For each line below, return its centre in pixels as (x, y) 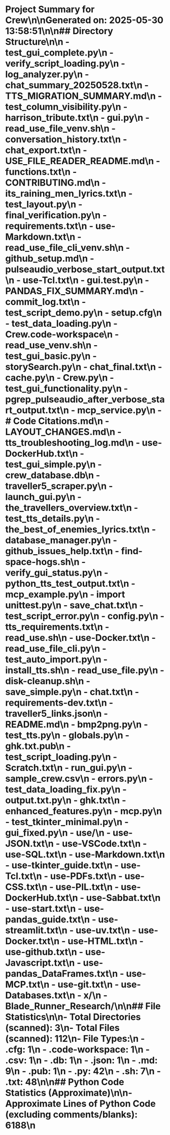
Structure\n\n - (38, 42)
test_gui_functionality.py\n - (67, 389)
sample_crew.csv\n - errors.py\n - (79, 779)
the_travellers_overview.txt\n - (72, 508)
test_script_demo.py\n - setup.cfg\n (84, 313)
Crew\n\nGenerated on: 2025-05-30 (84, 20)
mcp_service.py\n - (119, 410)
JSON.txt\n (30, 844)
